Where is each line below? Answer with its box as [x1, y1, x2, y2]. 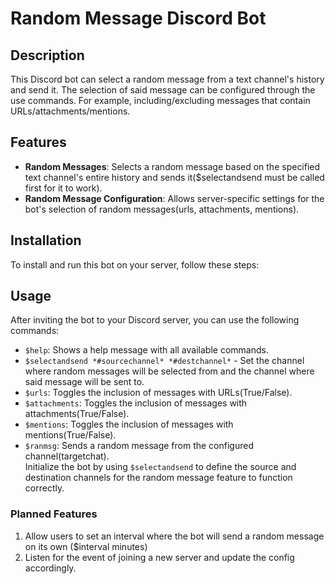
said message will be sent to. [24, 376, 145, 388]
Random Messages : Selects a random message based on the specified [24, 160, 321, 172]
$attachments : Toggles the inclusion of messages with [24, 397, 248, 409]
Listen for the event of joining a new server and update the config [24, 551, 295, 563]
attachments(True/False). [24, 408, 130, 420]
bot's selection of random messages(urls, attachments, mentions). [24, 203, 300, 215]
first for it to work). [24, 182, 103, 194]
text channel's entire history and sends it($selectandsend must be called [24, 171, 325, 183]
